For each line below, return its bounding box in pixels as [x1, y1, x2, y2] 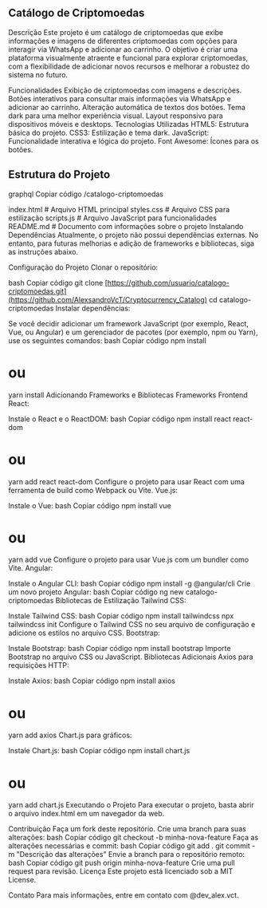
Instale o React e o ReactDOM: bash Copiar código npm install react [8, 414, 231, 424]
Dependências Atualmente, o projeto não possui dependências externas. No [8, 230, 259, 239]
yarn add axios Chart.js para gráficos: [8, 730, 132, 740]
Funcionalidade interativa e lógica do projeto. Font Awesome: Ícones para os [8, 136, 259, 146]
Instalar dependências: [55, 303, 131, 313]
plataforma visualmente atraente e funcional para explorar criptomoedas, [8, 53, 249, 62]
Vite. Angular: [8, 563, 53, 573]
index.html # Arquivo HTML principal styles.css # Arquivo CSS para [8, 204, 230, 214]
